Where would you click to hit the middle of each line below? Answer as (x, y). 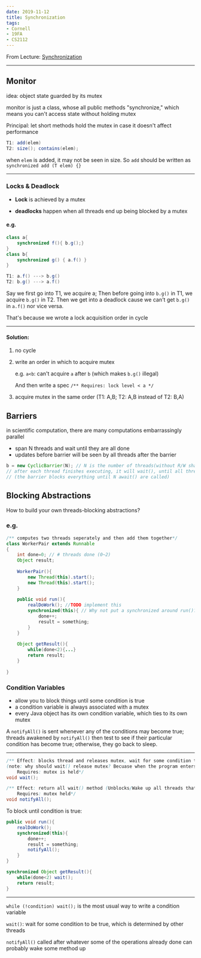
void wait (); (22, 778)
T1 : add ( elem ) (24, 143)
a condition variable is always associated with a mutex (82, 707)
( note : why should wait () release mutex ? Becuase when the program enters (101, 766)
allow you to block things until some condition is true (80, 700)
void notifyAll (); (29, 799)
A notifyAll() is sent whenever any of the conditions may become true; (95, 731)
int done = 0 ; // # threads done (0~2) (64, 555)
